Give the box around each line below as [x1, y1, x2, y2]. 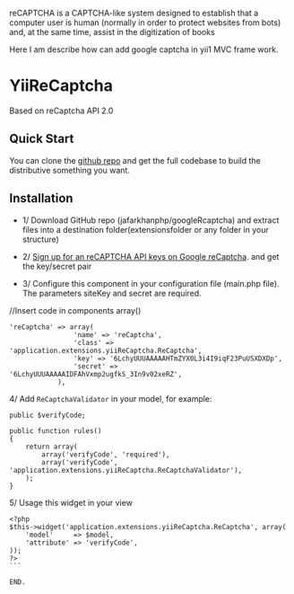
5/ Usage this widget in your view [9, 497, 133, 508]
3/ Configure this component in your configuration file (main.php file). [22, 278, 280, 288]
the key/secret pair [22, 261, 92, 271]
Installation [9, 191, 73, 206]
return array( [25, 442, 78, 451]
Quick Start [9, 131, 74, 146]
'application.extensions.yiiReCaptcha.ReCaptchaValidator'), [9, 465, 243, 474]
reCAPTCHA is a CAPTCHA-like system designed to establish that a [9, 8, 259, 18]
